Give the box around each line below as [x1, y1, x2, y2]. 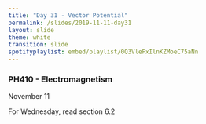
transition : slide [8, 41, 68, 49]
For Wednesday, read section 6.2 [8, 107, 116, 116]
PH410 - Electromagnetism [8, 74, 112, 85]
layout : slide [8, 26, 55, 34]
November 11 [8, 92, 50, 101]
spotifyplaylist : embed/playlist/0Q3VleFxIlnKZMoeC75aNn [8, 48, 199, 56]
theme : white [8, 33, 51, 42]
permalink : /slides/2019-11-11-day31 [8, 19, 132, 27]
